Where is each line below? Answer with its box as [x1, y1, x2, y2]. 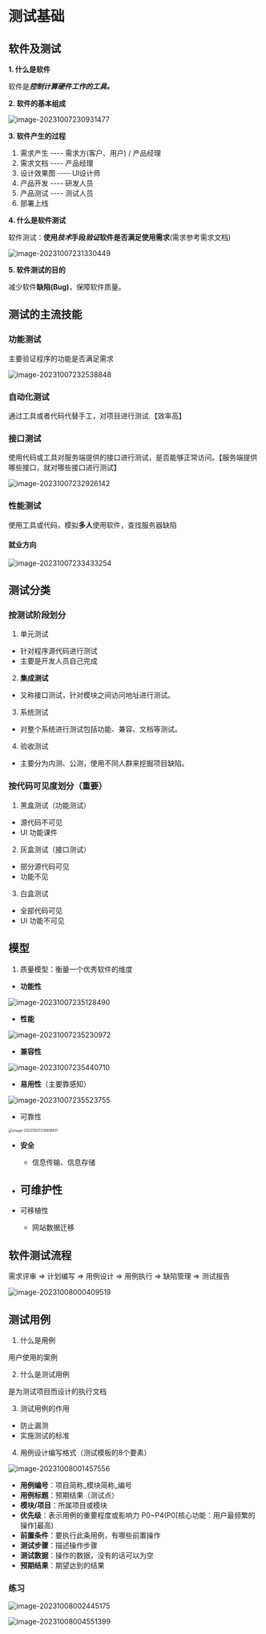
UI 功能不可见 [19, 915, 65, 925]
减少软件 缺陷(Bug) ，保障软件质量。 [8, 282, 126, 291]
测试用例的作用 [19, 1404, 70, 1413]
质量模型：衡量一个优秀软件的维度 [19, 964, 133, 974]
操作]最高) [19, 1521, 54, 1531]
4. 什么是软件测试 [8, 216, 66, 225]
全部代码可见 [19, 906, 62, 915]
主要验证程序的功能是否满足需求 [8, 354, 114, 363]
